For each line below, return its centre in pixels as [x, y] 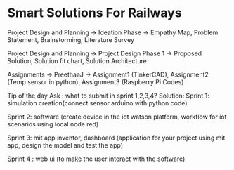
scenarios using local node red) [53, 124]
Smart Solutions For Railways [95, 13]
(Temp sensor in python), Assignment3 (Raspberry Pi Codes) [96, 81]
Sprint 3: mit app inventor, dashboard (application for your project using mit [116, 138]
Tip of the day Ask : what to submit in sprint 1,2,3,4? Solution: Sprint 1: [108, 96]
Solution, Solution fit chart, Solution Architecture [77, 60]
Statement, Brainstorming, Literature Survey [71, 39]
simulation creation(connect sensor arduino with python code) [97, 103]
